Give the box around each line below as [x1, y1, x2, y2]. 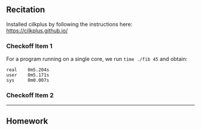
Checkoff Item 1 [6, 42, 53, 50]
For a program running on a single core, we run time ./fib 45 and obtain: [6, 55, 188, 63]
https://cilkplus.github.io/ [6, 27, 68, 34]
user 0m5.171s [6, 72, 50, 78]
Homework [6, 116, 48, 126]
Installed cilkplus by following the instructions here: [6, 20, 133, 27]
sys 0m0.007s [6, 78, 50, 83]
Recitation [6, 5, 45, 15]
